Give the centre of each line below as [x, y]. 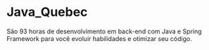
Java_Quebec [47, 12]
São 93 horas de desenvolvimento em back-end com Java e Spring [104, 31]
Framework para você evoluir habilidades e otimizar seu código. [100, 38]
